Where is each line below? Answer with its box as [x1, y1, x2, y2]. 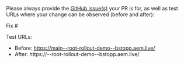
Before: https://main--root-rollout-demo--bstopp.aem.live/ [14, 45, 156, 51]
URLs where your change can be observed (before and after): [6, 11, 155, 18]
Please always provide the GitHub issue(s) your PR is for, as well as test [6, 5, 178, 12]
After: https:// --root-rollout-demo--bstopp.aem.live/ [14, 51, 140, 57]
